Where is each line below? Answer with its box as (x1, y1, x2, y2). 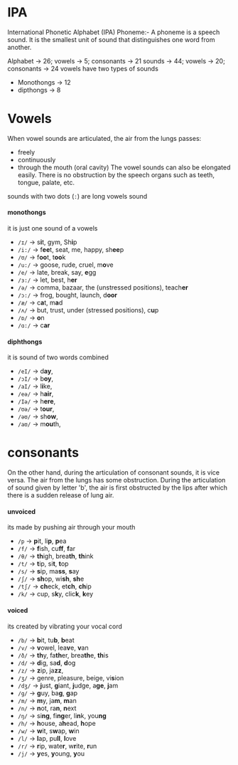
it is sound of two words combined (7, 353, 109, 362)
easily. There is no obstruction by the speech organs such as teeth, (17, 170, 215, 179)
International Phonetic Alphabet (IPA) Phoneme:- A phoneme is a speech (7, 28, 220, 36)
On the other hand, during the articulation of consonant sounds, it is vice (7, 468, 220, 477)
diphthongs (7, 337, 43, 346)
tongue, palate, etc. (17, 178, 75, 186)
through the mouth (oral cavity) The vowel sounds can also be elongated (17, 163, 231, 172)
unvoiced (7, 507, 36, 516)
